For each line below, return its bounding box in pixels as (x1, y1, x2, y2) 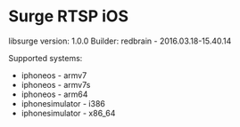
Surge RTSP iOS (8, 6, 129, 27)
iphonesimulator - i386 (21, 98, 106, 108)
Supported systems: (8, 52, 83, 63)
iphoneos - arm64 (21, 89, 88, 99)
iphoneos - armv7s (21, 79, 91, 90)
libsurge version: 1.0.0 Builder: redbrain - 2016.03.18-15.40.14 (8, 36, 232, 46)
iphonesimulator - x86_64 (21, 107, 116, 118)
